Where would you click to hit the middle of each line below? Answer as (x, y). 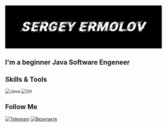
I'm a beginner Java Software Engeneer (68, 63)
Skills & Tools (26, 79)
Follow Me (21, 107)
